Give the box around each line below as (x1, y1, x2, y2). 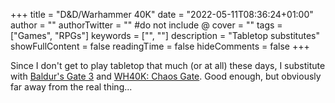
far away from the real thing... (10, 81, 133, 93)
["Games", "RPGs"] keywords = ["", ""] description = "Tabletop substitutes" (10, 30, 320, 41)
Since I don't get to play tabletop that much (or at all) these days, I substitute (10, 60, 326, 71)
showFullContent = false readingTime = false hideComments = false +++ (10, 40, 310, 52)
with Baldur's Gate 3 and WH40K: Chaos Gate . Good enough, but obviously (10, 70, 322, 82)
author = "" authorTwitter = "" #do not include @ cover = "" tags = (10, 19, 283, 31)
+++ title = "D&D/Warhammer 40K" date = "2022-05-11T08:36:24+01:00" (10, 9, 314, 20)
